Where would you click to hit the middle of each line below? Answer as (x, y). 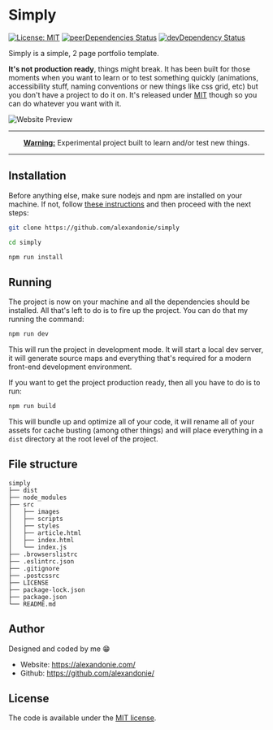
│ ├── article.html (45, 533)
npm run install (36, 257)
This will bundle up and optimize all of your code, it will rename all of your (131, 421)
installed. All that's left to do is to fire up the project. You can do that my (128, 311)
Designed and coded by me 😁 (59, 649)
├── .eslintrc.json (41, 561)
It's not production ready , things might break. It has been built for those (129, 69)
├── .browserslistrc (43, 554)
